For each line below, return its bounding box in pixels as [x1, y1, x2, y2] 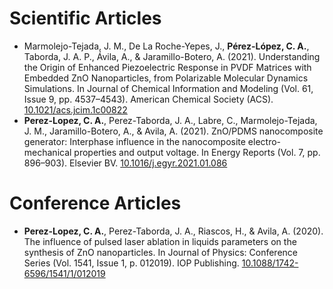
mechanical [23, 146, 72, 158]
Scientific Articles [9, 7, 162, 30]
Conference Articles [9, 192, 182, 215]
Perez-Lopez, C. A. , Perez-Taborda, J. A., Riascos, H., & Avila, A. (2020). [23, 225, 324, 237]
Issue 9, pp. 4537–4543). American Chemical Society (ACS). [23, 93, 274, 105]
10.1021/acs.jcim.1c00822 [23, 103, 128, 116]
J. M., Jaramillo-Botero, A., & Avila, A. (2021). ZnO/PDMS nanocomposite [23, 125, 324, 137]
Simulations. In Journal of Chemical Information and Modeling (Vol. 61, [23, 82, 314, 94]
